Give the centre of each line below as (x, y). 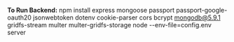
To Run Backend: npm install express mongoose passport (91, 10)
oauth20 (19, 17)
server (17, 32)
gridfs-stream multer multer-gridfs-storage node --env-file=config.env (110, 25)
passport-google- (202, 10)
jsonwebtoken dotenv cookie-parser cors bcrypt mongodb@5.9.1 (126, 17)
